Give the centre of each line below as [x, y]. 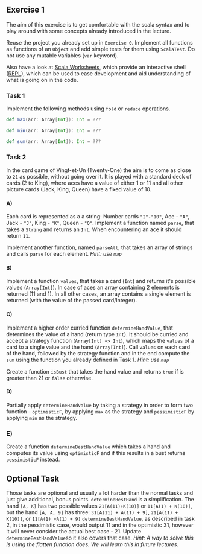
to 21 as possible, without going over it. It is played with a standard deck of [99, 177]
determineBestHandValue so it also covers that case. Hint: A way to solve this [100, 538]
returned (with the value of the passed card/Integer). [72, 301]
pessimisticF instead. [33, 460]
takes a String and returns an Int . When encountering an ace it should [94, 229]
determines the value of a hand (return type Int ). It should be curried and [97, 334]
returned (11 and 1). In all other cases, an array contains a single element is [99, 294]
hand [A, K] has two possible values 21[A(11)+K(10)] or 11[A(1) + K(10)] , [99, 506]
